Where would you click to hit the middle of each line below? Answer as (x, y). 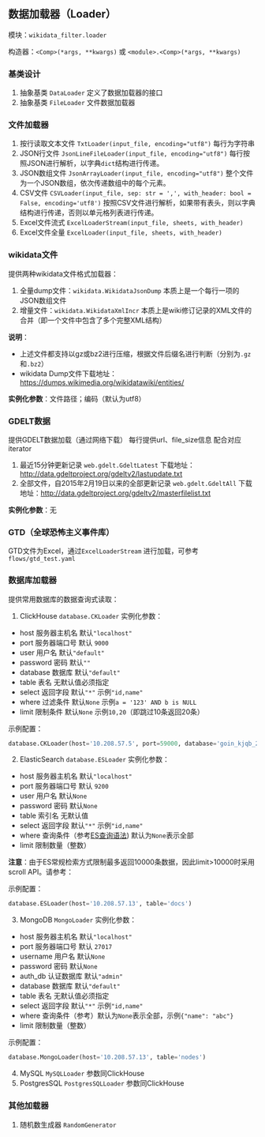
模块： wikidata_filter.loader (58, 35)
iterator (20, 448)
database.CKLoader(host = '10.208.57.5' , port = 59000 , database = (112, 744)
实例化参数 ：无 (32, 510)
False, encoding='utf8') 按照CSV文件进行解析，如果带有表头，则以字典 (138, 203)
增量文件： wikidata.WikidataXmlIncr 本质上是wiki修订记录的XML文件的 (136, 310)
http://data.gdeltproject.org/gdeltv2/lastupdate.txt (101, 474)
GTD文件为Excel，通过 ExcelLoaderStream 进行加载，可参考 (104, 551)
